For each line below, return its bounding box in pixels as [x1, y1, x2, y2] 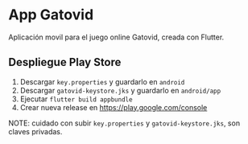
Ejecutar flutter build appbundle [19, 94, 133, 104]
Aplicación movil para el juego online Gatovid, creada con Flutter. [8, 32, 225, 42]
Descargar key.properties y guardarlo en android [19, 76, 185, 86]
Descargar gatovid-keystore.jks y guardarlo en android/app [19, 85, 221, 95]
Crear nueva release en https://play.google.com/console [19, 102, 208, 112]
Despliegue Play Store [8, 56, 122, 69]
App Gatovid [8, 6, 94, 24]
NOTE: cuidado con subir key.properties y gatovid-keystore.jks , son [8, 118, 240, 128]
